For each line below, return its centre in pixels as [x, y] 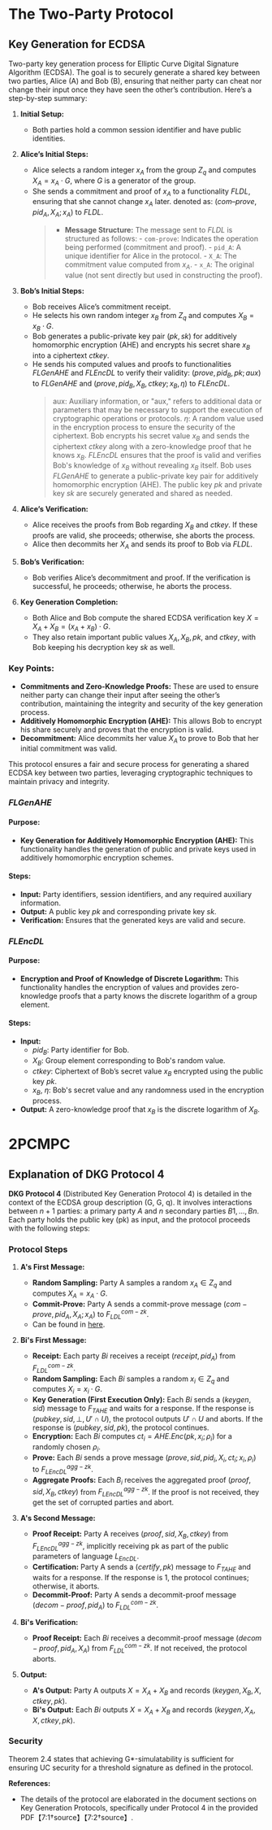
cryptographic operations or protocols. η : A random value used [158, 418]
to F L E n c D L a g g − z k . [63, 1470]
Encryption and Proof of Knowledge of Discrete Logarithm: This [130, 978]
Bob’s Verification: [52, 561]
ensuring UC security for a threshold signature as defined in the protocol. [131, 1767]
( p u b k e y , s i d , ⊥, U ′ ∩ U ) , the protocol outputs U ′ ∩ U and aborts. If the [148, 1419]
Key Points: [31, 669]
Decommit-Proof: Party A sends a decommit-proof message [134, 1595]
